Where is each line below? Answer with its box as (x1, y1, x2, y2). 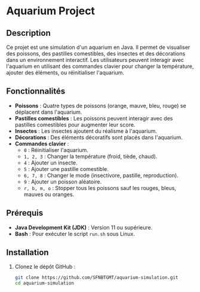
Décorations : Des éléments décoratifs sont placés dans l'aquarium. (14, 133, 183, 141)
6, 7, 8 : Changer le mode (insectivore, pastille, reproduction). (23, 172, 179, 179)
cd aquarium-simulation (14, 280, 75, 287)
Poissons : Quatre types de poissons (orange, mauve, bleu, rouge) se (14, 102, 186, 109)
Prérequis (6, 208, 44, 218)
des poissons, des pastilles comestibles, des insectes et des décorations (6, 50, 186, 57)
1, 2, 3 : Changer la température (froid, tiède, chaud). (23, 153, 158, 160)
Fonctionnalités (6, 86, 66, 97)
